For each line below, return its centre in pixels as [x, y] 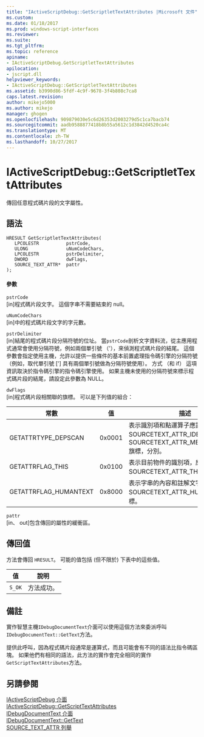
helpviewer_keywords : [34, 80]
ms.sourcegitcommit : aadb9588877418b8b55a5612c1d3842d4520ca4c [88, 125]
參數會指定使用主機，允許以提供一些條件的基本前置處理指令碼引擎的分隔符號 [102, 356]
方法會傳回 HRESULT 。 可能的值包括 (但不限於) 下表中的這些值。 [85, 559]
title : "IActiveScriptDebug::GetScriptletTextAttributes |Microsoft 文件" [102, 12]
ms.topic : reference [32, 52]
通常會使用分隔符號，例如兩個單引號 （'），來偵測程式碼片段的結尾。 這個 [103, 348]
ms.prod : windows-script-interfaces [53, 29]
